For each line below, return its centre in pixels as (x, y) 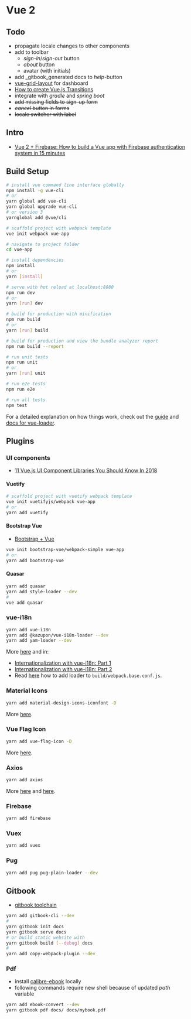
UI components (28, 457)
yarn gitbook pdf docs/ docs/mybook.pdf (56, 1010)
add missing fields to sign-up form (56, 102)
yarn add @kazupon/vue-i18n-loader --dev (57, 635)
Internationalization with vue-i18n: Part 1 (63, 663)
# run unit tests (27, 357)
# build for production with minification (59, 314)
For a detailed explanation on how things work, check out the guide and (93, 416)
